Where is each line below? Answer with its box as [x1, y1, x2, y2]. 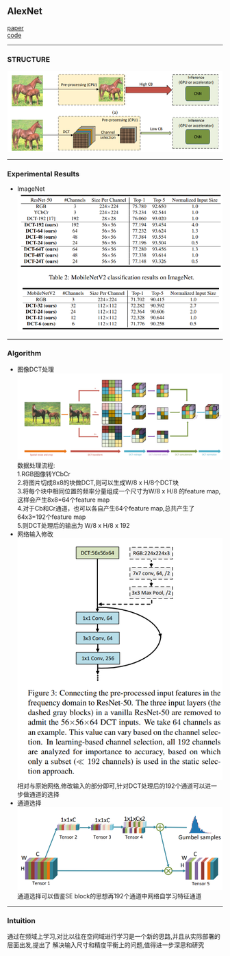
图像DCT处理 [16, 365, 55, 373]
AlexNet [7, 5, 42, 17]
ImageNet [16, 185, 45, 193]
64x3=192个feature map [16, 513, 86, 521]
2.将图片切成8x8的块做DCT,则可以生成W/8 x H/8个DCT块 [16, 478, 179, 487]
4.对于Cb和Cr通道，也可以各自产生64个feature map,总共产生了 [16, 504, 195, 512]
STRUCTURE [7, 54, 50, 64]
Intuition [7, 916, 36, 926]
